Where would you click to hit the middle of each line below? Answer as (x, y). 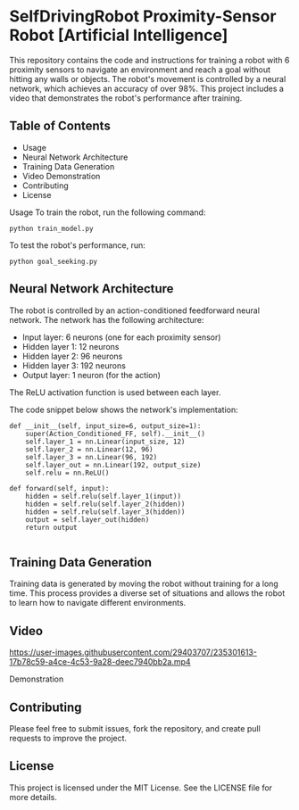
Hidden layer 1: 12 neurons (71, 346)
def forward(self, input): (59, 488)
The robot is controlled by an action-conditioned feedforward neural (135, 310)
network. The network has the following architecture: (107, 319)
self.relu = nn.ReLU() (67, 473)
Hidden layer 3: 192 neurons (74, 365)
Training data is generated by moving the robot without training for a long (144, 584)
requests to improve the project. (68, 738)
